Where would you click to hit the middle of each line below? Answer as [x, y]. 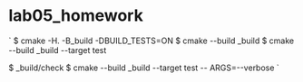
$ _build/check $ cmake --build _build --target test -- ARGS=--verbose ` [144, 68]
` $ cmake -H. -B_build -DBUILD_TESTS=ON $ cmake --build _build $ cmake [151, 41]
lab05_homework [76, 16]
